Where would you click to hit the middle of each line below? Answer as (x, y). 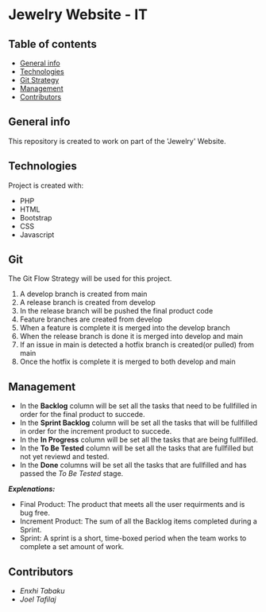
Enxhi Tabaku (42, 591)
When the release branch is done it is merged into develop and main (131, 337)
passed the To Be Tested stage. (71, 474)
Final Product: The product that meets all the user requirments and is (132, 505)
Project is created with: (46, 185)
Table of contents (52, 44)
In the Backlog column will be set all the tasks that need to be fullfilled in (138, 406)
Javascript (37, 234)
